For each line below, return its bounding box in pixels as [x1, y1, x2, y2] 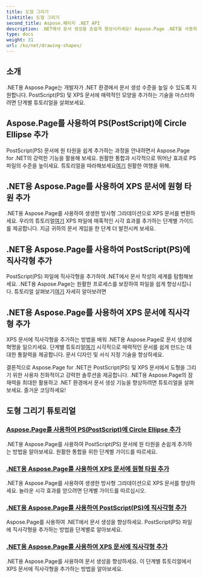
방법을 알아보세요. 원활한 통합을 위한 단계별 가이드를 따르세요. [12, 448, 158, 455]
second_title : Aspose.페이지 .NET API [6, 20, 100, 26]
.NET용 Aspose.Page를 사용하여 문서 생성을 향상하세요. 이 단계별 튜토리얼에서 [6, 557, 192, 565]
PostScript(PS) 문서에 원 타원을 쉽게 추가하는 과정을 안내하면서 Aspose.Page [6, 146, 190, 154]
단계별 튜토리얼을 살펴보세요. [17, 99, 86, 106]
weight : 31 [6, 37, 34, 43]
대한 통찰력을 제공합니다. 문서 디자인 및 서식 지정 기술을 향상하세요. [6, 351, 164, 358]
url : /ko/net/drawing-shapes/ [6, 43, 83, 49]
